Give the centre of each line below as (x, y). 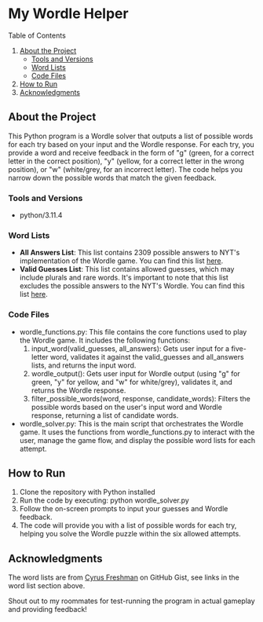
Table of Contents (37, 35)
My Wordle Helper (68, 14)
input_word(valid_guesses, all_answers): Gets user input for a (130, 348)
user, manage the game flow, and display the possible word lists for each (137, 440)
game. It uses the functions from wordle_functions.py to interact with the (137, 432)
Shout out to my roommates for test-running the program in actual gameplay (131, 601)
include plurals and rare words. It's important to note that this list (124, 278)
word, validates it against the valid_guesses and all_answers (147, 357)
